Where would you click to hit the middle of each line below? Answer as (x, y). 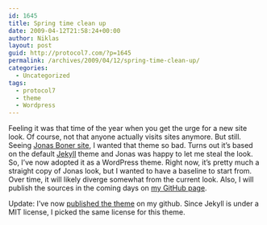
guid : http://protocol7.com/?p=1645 (70, 53)
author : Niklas (34, 38)
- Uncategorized (43, 76)
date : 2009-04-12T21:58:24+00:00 (65, 31)
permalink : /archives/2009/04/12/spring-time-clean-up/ (104, 61)
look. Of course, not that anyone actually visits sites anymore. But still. (125, 137)
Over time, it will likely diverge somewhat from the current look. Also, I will (131, 180)
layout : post (30, 46)
